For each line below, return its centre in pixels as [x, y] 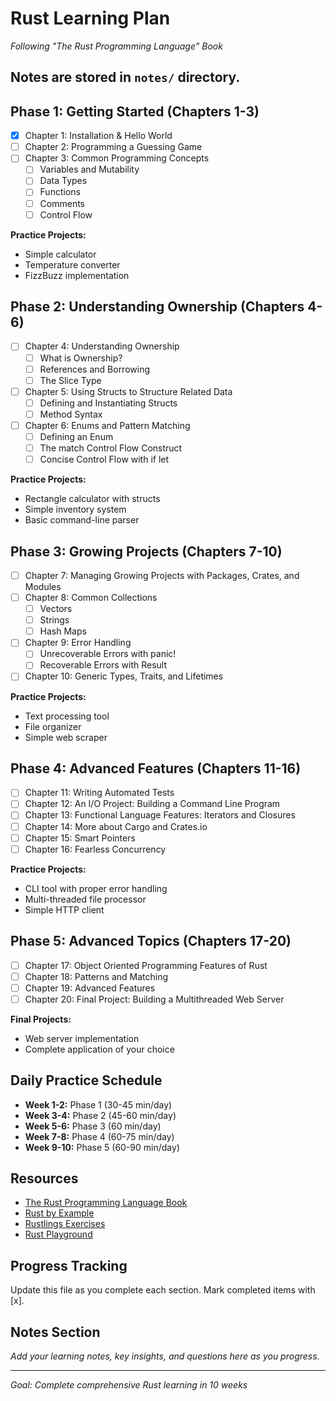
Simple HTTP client [64, 909]
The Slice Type [70, 380]
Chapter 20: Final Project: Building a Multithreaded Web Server [154, 999]
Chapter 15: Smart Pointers [80, 838]
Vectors [56, 609]
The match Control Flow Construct [111, 448]
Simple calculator [60, 254]
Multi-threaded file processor [85, 899]
